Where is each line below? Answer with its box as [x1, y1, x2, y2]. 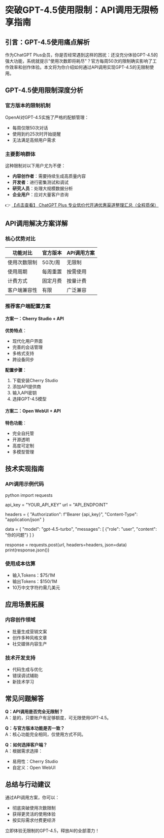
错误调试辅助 [12, 673, 38, 678]
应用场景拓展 [5, 600, 44, 609]
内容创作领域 [5, 616, 36, 623]
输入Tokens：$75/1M [12, 572, 55, 578]
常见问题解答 [5, 695, 44, 703]
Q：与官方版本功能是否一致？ [5, 725, 65, 731]
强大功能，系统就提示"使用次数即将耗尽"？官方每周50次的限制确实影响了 [5, 58, 153, 64]
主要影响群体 [5, 151, 36, 158]
